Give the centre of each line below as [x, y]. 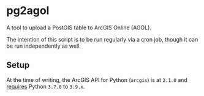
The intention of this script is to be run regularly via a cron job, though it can [102, 39]
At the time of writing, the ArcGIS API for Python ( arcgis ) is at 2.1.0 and [97, 79]
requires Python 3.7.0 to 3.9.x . [46, 86]
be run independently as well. [44, 46]
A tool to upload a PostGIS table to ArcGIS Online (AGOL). [79, 28]
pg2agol [28, 11]
